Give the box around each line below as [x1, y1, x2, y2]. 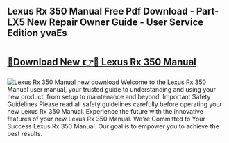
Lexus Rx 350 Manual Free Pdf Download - [7, 6, 195, 17]
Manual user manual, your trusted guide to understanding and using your [7, 85, 217, 93]
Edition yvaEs [7, 27, 67, 39]
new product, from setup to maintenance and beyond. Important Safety [7, 93, 211, 101]
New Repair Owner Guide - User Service [26, 17, 204, 28]
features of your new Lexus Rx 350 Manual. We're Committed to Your [7, 115, 206, 123]
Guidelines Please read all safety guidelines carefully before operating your [7, 100, 222, 108]
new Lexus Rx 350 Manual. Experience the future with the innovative [7, 108, 203, 115]
